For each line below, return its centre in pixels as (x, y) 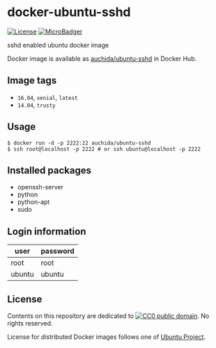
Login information (47, 231)
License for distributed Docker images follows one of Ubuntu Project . (107, 337)
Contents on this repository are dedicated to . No (108, 316)
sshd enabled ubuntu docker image (58, 45)
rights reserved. (30, 323)
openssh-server (40, 187)
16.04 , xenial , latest (47, 97)
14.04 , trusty (36, 105)
